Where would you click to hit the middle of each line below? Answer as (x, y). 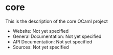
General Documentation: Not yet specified (57, 36)
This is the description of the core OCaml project (57, 21)
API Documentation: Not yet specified (52, 41)
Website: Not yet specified (41, 31)
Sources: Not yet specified (41, 47)
